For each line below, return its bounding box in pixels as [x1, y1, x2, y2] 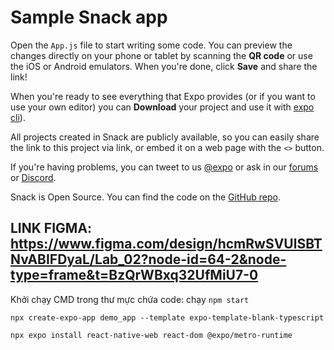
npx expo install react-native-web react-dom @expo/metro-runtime [10, 330, 293, 340]
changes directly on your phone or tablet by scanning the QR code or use [10, 49, 313, 61]
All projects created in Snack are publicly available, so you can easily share [10, 131, 320, 143]
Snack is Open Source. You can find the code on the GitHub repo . [10, 191, 281, 203]
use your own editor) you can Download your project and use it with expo [10, 101, 315, 113]
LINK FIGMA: [10, 220, 93, 237]
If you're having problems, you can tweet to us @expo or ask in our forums [10, 161, 319, 173]
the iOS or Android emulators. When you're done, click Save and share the [10, 60, 318, 72]
